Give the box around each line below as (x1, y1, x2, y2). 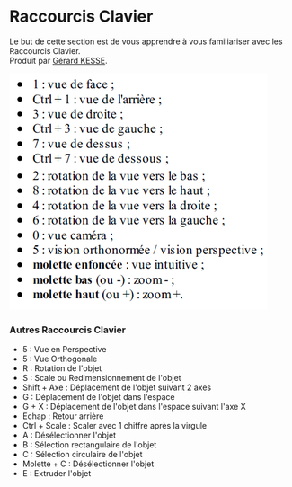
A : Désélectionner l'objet (22, 429, 117, 441)
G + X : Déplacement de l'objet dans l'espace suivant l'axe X (22, 402, 246, 412)
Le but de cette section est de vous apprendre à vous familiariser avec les (9, 36, 283, 47)
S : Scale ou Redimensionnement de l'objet (22, 373, 181, 384)
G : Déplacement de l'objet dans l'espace (22, 392, 175, 403)
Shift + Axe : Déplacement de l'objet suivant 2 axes (22, 382, 212, 393)
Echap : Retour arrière (22, 411, 104, 421)
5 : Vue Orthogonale (22, 353, 98, 365)
